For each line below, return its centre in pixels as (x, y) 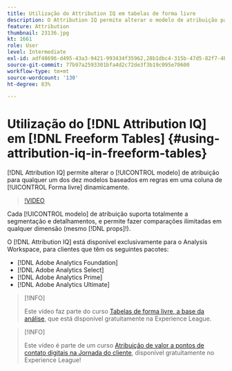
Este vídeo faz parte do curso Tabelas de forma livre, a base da (114, 312)
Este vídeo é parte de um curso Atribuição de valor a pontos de (114, 345)
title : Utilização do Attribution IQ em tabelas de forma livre (101, 13)
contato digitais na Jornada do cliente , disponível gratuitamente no (119, 353)
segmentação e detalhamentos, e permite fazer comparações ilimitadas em (115, 221)
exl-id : (18, 59)
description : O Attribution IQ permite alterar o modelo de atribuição (112, 20)
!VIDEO (34, 201)
